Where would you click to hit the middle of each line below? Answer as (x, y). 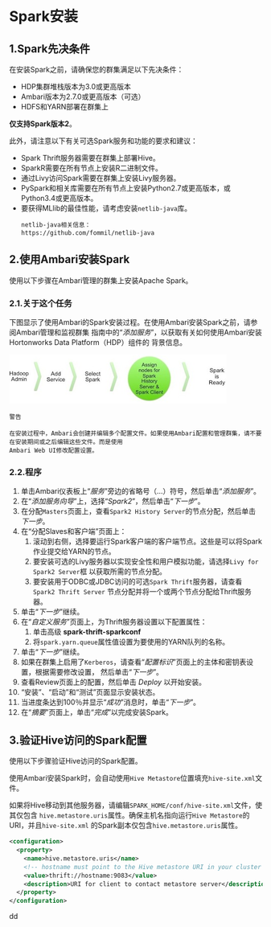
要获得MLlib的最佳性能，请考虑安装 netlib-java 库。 (106, 208)
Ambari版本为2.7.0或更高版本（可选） (83, 96)
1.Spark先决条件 (50, 49)
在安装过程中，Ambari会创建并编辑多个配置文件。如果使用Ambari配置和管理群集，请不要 (135, 434)
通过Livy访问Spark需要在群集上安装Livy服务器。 (101, 178)
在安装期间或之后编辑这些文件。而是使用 (66, 442)
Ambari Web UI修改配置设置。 (54, 451)
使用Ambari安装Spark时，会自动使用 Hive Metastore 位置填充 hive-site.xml (132, 778)
